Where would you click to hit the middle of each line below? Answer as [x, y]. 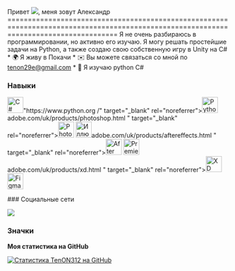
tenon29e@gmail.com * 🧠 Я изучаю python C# [76, 67]
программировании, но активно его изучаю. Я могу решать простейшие [117, 42]
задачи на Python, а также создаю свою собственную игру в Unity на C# [117, 49]
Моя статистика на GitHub [48, 246]
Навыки [22, 85]
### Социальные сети [41, 199]
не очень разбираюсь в [160, 34]
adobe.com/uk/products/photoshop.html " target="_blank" [92, 118]
